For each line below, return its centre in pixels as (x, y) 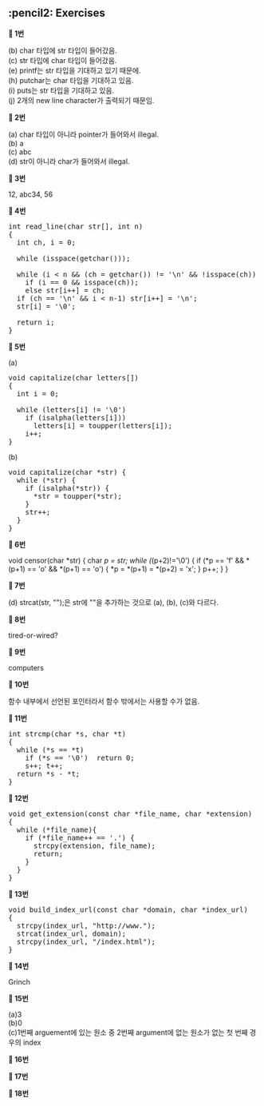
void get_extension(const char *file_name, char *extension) (130, 814)
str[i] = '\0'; (46, 306)
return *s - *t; (48, 774)
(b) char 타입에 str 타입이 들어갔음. (63, 50)
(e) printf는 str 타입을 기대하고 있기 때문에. (75, 70)
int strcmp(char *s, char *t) (67, 734)
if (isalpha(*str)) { (67, 488)
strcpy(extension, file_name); (95, 845)
